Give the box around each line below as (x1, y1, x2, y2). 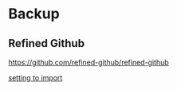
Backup (8, 5, 60, 23)
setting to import (8, 73, 63, 82)
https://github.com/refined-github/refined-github (8, 57, 169, 67)
